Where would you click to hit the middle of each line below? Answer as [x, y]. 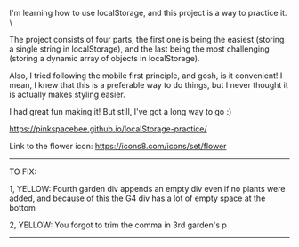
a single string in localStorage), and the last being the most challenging [139, 49]
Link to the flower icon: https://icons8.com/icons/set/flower [118, 146]
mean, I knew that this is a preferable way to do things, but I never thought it [149, 85]
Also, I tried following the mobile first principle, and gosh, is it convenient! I [146, 76]
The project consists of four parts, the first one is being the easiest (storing [147, 40]
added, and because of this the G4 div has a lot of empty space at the [137, 198]
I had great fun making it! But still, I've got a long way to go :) [121, 112]
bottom [22, 207]
